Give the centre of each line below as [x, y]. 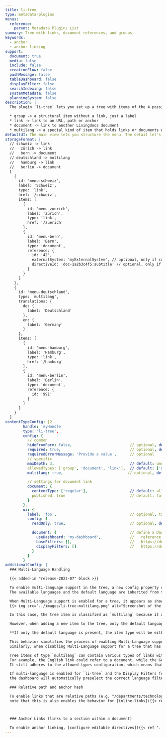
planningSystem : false [33, 98]
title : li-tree [21, 10]
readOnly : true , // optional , [94, 524]
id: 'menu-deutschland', [44, 292]
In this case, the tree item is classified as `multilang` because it [84, 615]
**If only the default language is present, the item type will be [81, 633]
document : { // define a [93, 533]
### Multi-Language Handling [40, 570]
